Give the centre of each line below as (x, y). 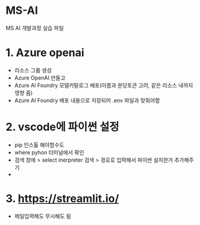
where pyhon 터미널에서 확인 (49, 152)
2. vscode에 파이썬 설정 (63, 127)
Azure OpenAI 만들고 (40, 78)
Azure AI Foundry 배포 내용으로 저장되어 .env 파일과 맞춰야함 (87, 100)
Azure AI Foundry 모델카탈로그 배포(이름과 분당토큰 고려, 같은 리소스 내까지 (104, 85)
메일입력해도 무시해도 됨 (43, 216)
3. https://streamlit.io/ (62, 198)
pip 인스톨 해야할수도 (39, 145)
